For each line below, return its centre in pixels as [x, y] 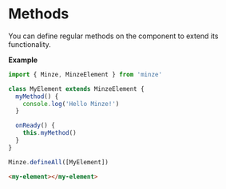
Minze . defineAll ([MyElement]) [59, 162]
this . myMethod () [50, 133]
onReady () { [36, 126]
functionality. [30, 44]
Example [23, 60]
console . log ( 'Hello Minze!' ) [71, 104]
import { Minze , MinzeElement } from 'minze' [85, 74]
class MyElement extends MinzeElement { [77, 89]
